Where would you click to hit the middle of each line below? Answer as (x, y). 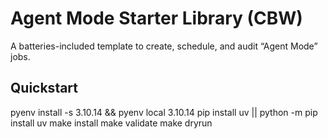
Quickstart (44, 88)
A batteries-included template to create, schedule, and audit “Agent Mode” (164, 46)
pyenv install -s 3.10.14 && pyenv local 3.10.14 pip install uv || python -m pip (164, 112)
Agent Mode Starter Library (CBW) (156, 18)
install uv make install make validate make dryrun (111, 123)
